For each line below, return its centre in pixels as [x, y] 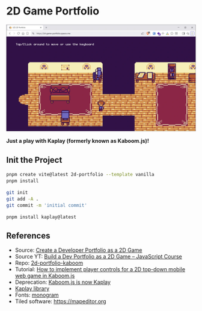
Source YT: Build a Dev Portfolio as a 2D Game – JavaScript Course [98, 257]
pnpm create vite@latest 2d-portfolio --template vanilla [80, 175]
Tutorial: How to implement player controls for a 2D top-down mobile [100, 269]
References [28, 235]
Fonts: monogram [37, 295]
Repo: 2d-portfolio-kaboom [49, 263]
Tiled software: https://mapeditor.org [60, 301]
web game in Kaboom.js [45, 276]
